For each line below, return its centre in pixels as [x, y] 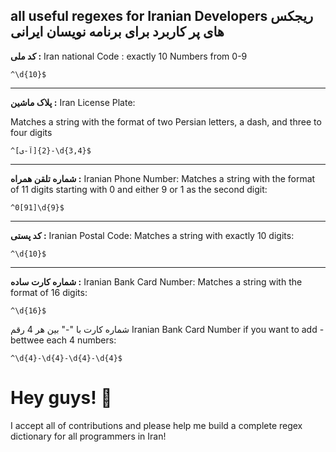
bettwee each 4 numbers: [63, 340]
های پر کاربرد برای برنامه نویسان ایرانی [117, 32]
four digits [31, 132]
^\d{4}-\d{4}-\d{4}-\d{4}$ [66, 358]
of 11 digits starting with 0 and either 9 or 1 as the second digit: [139, 189]
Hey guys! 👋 [61, 398]
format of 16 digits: [49, 292]
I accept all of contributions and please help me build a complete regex [156, 425]
